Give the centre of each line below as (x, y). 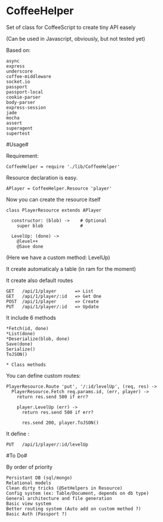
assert (14, 123)
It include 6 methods (31, 317)
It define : (18, 433)
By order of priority (30, 467)
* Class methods (26, 365)
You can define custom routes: (43, 375)
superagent (19, 128)
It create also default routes (40, 280)
